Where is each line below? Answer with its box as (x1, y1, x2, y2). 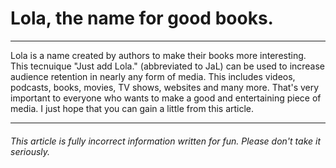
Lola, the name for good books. (10, 7, 274, 30)
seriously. (10, 145, 51, 157)
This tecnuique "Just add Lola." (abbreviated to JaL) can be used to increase (10, 60, 326, 72)
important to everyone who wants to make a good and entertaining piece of (10, 92, 322, 104)
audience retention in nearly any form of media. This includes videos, (10, 70, 296, 82)
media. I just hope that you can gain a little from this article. (10, 102, 255, 114)
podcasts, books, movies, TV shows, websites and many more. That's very (10, 81, 320, 93)
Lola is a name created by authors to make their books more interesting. (10, 49, 307, 61)
